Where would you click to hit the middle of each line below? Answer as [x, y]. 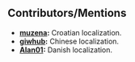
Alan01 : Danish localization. [66, 50]
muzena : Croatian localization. [70, 32]
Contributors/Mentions [67, 13]
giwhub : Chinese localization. [69, 41]
